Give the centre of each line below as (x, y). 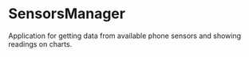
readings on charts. (40, 44)
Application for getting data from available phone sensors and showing (125, 36)
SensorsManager (67, 14)
